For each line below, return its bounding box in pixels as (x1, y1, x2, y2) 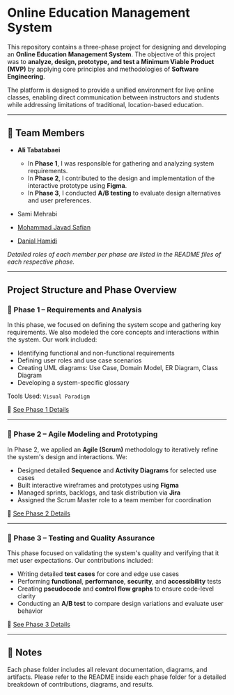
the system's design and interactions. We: (7, 452, 127, 461)
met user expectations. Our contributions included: (7, 557, 153, 565)
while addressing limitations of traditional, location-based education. (7, 100, 204, 109)
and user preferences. (27, 196, 92, 205)
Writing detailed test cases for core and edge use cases (17, 570, 180, 578)
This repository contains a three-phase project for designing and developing (7, 42, 226, 51)
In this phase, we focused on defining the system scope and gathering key (7, 321, 221, 329)
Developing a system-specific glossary (17, 378, 130, 387)
